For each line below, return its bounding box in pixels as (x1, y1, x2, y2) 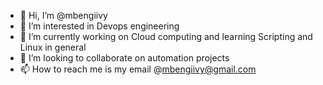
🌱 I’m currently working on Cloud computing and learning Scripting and (19, 31, 313, 42)
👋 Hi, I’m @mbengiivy (19, 10, 108, 21)
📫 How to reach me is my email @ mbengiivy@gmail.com (19, 63, 257, 75)
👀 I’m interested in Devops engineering (19, 20, 180, 32)
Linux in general (19, 41, 87, 53)
